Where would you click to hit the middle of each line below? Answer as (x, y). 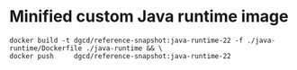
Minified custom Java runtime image (149, 17)
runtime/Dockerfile (46, 48)
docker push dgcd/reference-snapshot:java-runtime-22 (120, 56)
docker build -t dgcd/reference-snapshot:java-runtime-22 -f (126, 40)
